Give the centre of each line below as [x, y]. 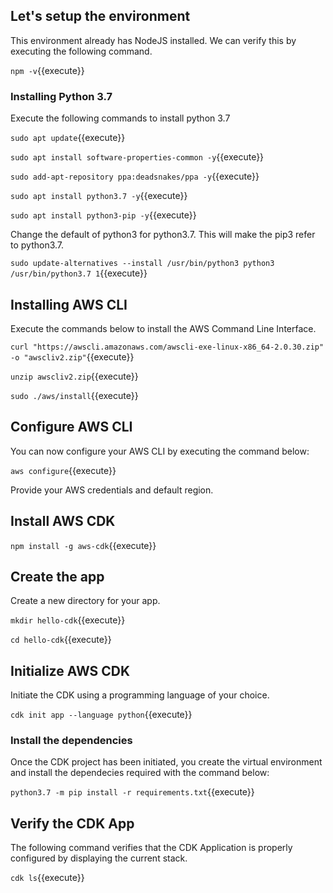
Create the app [57, 576]
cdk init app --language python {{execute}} [101, 715]
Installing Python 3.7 [61, 96]
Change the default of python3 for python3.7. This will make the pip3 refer [163, 235]
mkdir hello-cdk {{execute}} [68, 620]
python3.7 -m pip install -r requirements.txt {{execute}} [132, 792]
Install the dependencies [71, 741]
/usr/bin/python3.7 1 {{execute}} [79, 273]
